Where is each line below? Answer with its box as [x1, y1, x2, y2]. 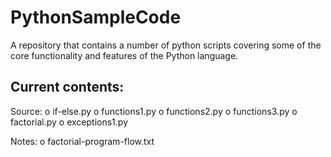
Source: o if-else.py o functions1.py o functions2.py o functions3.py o [10, 105, 298, 117]
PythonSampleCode [10, 6, 182, 29]
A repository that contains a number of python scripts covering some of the [10, 39, 322, 51]
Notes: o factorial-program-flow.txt [10, 135, 155, 147]
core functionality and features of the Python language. [10, 49, 239, 61]
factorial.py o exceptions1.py [10, 116, 129, 128]
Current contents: [10, 79, 125, 96]
